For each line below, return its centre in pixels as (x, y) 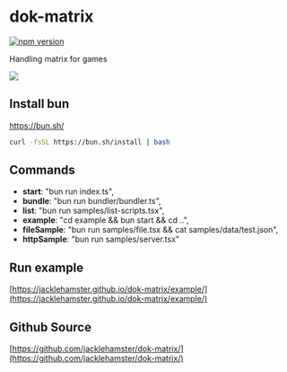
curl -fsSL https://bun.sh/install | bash (90, 142)
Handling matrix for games (58, 58)
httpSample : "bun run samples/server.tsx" (101, 239)
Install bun (39, 104)
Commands (43, 170)
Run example (46, 267)
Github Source (51, 327)
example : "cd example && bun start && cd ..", (106, 220)
